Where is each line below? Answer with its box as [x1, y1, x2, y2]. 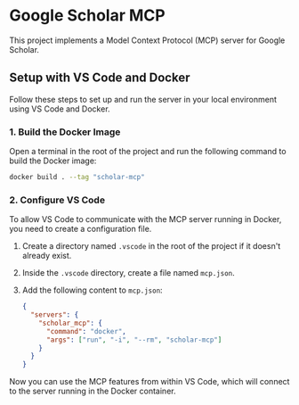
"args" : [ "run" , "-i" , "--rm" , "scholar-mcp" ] [45, 335, 222, 344]
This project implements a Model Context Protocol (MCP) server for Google [9, 35, 286, 45]
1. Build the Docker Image [9, 126, 121, 138]
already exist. [21, 251, 72, 261]
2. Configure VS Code [9, 194, 105, 206]
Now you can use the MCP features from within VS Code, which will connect [9, 376, 290, 387]
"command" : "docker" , [45, 326, 126, 335]
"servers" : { [30, 310, 79, 319]
